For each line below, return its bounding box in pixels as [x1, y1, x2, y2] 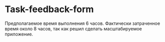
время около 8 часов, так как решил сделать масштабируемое [5, 25, 142, 31]
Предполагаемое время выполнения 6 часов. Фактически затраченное [5, 20, 160, 26]
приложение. [5, 31, 33, 37]
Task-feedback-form [5, 4, 94, 15]
